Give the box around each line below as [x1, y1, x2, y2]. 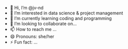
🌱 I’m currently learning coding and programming [10, 15, 112, 21]
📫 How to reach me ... [10, 26, 57, 32]
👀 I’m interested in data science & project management [10, 10, 123, 16]
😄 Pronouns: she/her [10, 33, 54, 39]
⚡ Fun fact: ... [10, 39, 38, 45]
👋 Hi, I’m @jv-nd [10, 5, 44, 10]
